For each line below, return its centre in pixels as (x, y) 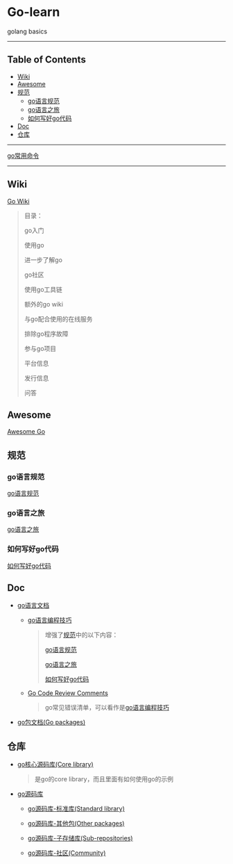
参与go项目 (40, 348)
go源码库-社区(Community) (67, 853)
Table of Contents (47, 60)
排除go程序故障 (46, 334)
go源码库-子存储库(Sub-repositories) (80, 838)
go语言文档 (33, 605)
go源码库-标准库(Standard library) (76, 809)
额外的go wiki (44, 304)
